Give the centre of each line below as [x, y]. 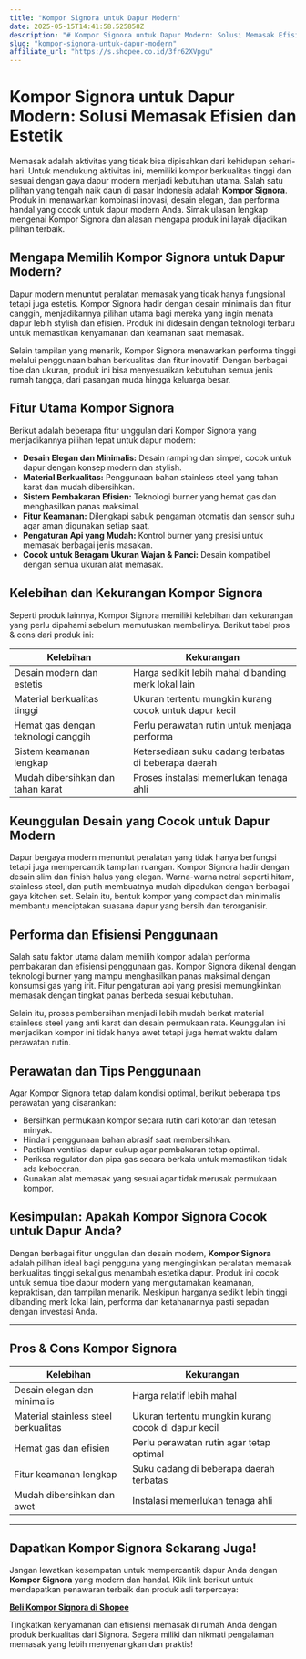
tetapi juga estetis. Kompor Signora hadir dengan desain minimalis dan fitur [150, 303]
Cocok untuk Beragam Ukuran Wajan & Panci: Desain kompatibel [146, 554]
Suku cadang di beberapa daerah [203, 1468]
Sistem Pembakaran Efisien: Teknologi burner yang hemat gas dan [149, 496]
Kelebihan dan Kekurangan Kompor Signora [136, 593]
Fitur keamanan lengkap [66, 1474]
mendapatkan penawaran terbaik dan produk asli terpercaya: [124, 1590]
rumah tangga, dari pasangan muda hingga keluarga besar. [120, 379]
